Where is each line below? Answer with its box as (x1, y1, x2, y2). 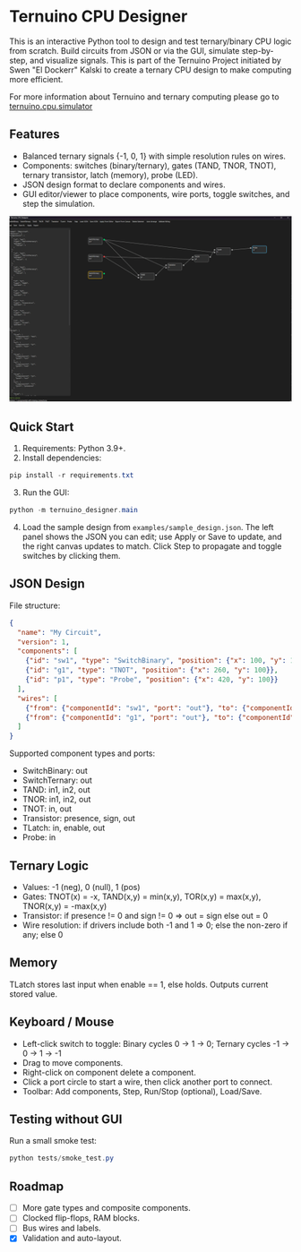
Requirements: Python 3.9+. (21, 443, 126, 454)
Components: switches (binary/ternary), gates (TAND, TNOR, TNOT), (21, 159, 277, 171)
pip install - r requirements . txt (9, 471, 134, 480)
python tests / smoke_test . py (9, 1153, 115, 1163)
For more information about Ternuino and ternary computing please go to (9, 91, 279, 102)
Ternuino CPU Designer (9, 6, 188, 27)
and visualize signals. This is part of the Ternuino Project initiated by (30, 55, 282, 65)
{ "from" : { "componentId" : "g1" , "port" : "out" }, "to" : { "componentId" (25, 713, 295, 722)
